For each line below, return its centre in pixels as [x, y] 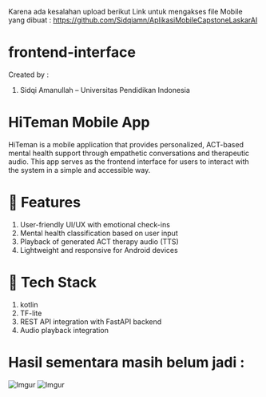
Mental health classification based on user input [99, 233]
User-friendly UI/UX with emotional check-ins [95, 224]
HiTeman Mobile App [79, 122]
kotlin [29, 304]
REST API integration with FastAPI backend [91, 321]
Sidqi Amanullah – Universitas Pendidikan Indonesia [105, 90]
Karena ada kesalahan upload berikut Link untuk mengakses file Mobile [125, 12]
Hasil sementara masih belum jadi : [127, 362]
